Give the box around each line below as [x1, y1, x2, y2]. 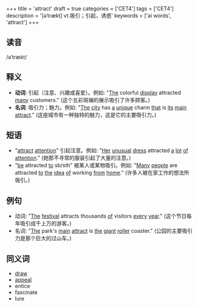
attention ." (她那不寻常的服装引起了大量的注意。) [14, 154, 132, 162]
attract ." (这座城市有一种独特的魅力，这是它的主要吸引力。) [14, 111, 157, 118]
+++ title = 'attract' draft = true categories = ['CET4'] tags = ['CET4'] [6, 5, 174, 12]
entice [14, 283, 31, 290]
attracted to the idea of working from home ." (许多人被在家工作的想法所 [14, 169, 190, 177]
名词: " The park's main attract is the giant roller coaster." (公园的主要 [14, 228, 183, 235]
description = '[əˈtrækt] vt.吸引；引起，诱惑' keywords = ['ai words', [6, 12, 171, 19]
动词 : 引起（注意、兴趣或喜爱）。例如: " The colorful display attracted [14, 89, 181, 96]
